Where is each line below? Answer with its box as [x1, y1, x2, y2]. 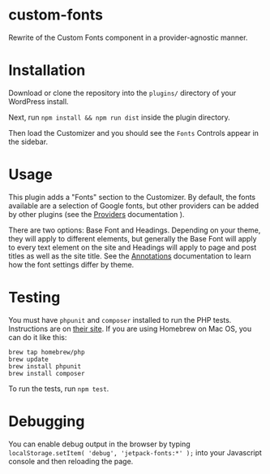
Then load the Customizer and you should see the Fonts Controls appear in [8, 128, 259, 137]
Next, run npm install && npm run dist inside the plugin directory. [8, 112, 231, 122]
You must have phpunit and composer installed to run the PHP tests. [8, 315, 232, 324]
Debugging [8, 412, 85, 430]
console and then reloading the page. [8, 456, 134, 466]
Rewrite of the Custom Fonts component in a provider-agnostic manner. [8, 33, 248, 42]
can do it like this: [8, 332, 67, 342]
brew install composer [8, 369, 85, 377]
